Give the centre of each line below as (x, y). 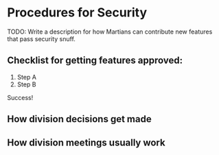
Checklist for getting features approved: (95, 61)
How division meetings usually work (87, 142)
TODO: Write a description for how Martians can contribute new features (110, 32)
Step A (26, 77)
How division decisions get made (80, 119)
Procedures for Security (77, 13)
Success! (20, 97)
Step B (26, 84)
